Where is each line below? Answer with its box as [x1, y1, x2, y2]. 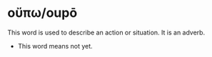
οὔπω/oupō [7, 5, 78, 21]
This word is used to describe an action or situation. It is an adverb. [7, 28, 206, 37]
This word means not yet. [17, 42, 93, 50]
